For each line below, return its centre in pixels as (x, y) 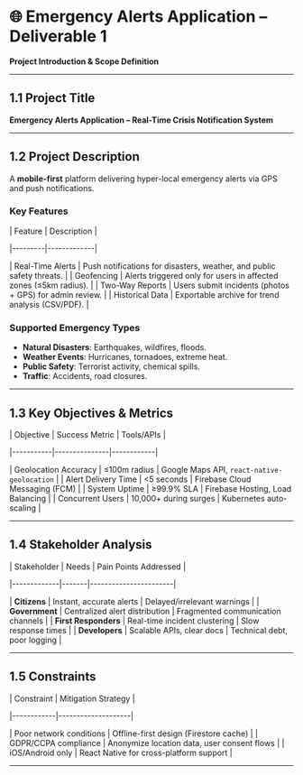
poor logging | (36, 640)
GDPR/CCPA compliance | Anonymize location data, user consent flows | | (147, 743)
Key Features (39, 211)
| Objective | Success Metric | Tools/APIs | (88, 434)
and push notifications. (52, 188)
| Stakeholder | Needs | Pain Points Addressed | (98, 567)
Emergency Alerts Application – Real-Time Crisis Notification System (141, 120)
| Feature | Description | (53, 231)
